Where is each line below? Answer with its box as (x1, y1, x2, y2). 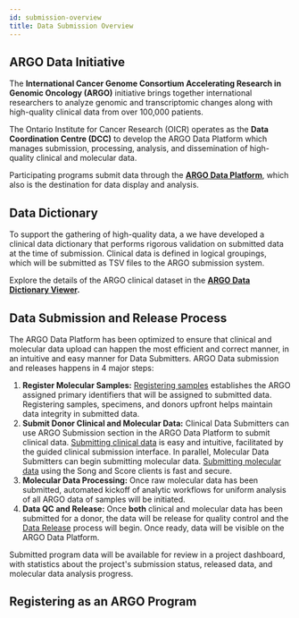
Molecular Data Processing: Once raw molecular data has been (21, 475, 259, 486)
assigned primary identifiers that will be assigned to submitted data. (21, 389, 272, 400)
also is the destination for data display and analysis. (9, 180, 199, 190)
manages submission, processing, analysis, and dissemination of (9, 143, 248, 154)
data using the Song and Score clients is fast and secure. (21, 465, 232, 476)
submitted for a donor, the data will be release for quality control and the (21, 512, 289, 523)
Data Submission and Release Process (9, 310, 228, 326)
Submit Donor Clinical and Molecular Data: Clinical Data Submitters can (21, 418, 290, 428)
